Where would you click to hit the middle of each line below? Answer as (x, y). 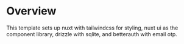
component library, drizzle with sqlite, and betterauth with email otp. (92, 34)
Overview (31, 11)
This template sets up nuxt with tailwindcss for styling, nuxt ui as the (92, 28)
